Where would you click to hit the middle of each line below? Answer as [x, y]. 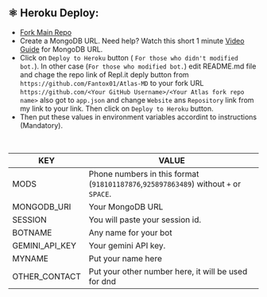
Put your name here [126, 258]
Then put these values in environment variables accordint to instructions [138, 117]
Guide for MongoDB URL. [61, 49]
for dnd [103, 281]
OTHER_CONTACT [47, 276]
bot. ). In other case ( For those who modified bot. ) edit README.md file [138, 66]
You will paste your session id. [145, 220]
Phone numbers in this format [144, 174]
